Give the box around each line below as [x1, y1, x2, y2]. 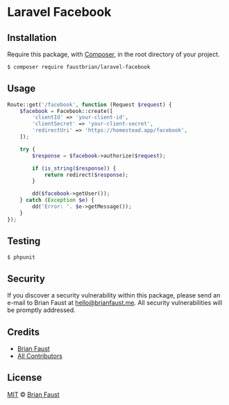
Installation [7, 32, 57, 44]
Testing [7, 235, 41, 247]
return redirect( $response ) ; [44, 171, 129, 178]
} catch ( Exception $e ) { [19, 197, 95, 204]
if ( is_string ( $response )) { [32, 164, 117, 172]
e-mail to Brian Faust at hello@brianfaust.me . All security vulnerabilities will [7, 299, 223, 307]
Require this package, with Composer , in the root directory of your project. [7, 50, 220, 58]
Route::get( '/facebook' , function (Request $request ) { [7, 101, 172, 108]
